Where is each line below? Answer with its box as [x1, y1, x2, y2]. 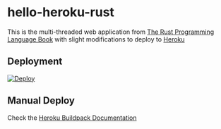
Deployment [7, 56, 63, 68]
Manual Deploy [7, 94, 76, 106]
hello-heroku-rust [7, 4, 115, 20]
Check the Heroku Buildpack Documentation [7, 113, 137, 122]
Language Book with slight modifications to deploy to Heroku [7, 35, 185, 43]
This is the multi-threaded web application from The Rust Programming [7, 27, 215, 36]
